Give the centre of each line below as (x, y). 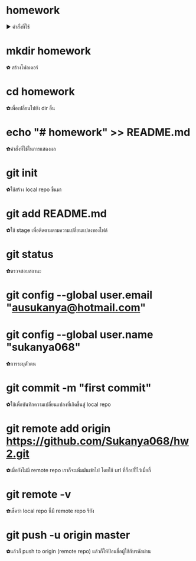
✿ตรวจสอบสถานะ (24, 270)
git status (30, 254)
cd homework (40, 92)
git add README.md (57, 213)
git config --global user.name (80, 334)
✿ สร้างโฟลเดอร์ (22, 67)
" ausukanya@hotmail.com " (76, 307)
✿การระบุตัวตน (21, 363)
